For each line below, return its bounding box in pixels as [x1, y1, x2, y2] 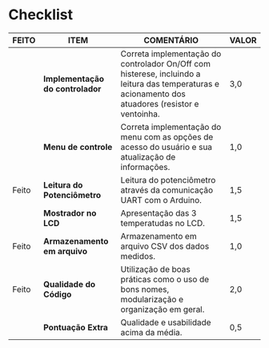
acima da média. [120, 326, 183, 338]
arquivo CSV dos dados [120, 241, 210, 252]
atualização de [120, 151, 176, 162]
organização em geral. [120, 303, 205, 314]
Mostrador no [43, 207, 97, 218]
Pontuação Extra [43, 322, 108, 333]
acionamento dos [120, 88, 186, 99]
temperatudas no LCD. [120, 217, 206, 229]
